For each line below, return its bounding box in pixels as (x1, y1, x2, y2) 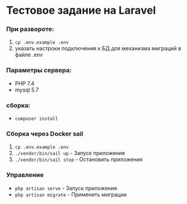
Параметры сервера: (6, 66, 72, 75)
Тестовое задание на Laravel (6, 4, 157, 17)
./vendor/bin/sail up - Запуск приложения (14, 150, 125, 157)
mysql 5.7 (14, 86, 39, 93)
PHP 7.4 (14, 80, 35, 87)
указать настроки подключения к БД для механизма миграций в (14, 45, 182, 52)
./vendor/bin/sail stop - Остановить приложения (14, 156, 143, 163)
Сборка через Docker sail (6, 130, 84, 138)
